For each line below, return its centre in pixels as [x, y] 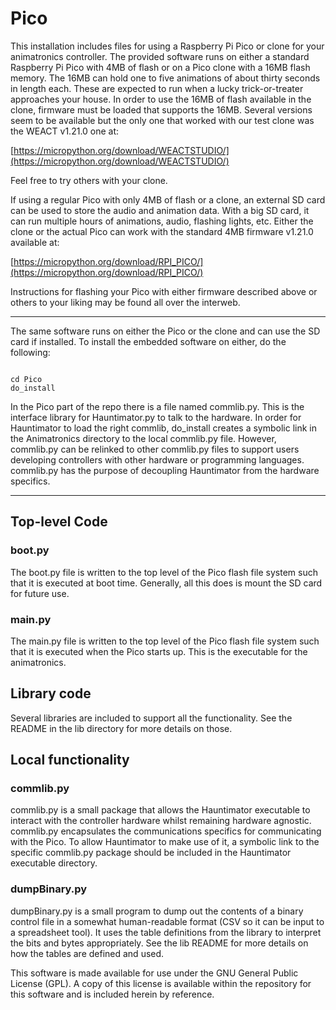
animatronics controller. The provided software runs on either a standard [160, 56]
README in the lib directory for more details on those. [121, 728]
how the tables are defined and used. [87, 953]
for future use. [40, 593]
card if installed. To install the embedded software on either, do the [148, 341]
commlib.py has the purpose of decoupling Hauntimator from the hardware [165, 470]
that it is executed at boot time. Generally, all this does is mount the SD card [166, 583]
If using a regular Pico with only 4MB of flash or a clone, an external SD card [168, 199]
